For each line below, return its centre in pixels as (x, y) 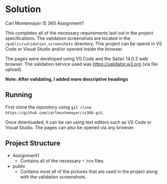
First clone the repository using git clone (48, 107)
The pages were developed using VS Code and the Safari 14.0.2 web (77, 58)
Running (19, 95)
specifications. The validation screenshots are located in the (68, 38)
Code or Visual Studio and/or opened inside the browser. (64, 49)
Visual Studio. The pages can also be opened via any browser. (70, 127)
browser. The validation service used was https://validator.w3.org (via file (81, 64)
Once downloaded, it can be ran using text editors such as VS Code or (78, 122)
